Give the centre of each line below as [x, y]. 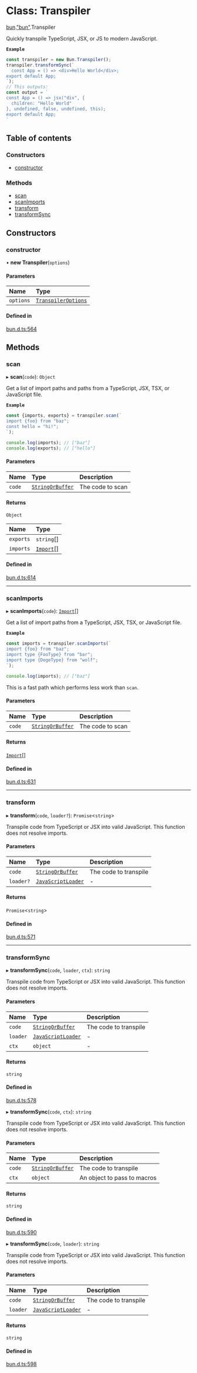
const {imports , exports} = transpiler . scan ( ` [64, 416]
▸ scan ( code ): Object [31, 377]
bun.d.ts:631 [21, 782]
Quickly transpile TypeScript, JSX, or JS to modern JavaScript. [82, 38]
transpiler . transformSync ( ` [40, 65]
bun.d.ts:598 [21, 1364]
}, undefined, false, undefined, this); [56, 109]
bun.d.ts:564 [21, 329]
